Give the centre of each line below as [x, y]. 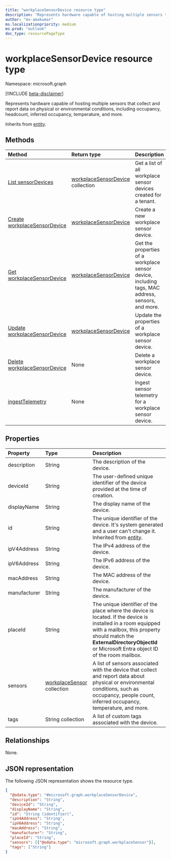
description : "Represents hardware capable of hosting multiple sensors [84, 15]
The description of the [119, 462]
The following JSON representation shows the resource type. [69, 781]
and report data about [119, 676]
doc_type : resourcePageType [35, 34]
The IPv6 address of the [121, 560]
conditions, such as [116, 689]
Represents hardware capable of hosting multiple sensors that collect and [83, 103]
